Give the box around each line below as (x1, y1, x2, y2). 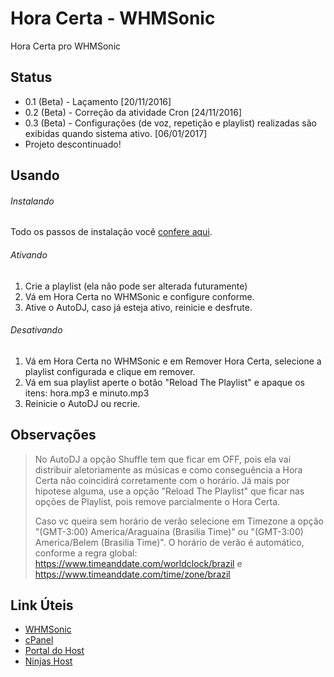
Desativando (10, 324, 63, 336)
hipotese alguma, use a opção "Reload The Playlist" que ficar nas (34, 485, 305, 497)
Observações (10, 427, 97, 444)
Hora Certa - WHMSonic (10, 7, 216, 30)
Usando (10, 167, 60, 184)
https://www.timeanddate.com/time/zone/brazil (34, 568, 231, 580)
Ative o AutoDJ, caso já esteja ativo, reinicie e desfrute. (24, 301, 253, 313)
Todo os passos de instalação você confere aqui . (10, 226, 213, 238)
